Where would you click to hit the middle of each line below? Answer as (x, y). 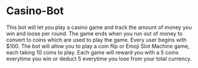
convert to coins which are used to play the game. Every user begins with (96, 40)
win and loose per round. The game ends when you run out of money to (95, 33)
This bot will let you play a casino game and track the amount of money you (99, 27)
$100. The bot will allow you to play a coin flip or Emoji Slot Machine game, (98, 46)
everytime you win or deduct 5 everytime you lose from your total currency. (99, 59)
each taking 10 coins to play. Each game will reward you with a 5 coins (92, 52)
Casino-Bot (35, 11)
